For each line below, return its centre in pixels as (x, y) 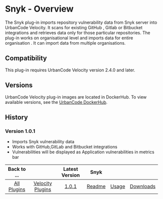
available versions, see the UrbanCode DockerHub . (56, 102)
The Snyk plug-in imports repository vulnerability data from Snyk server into (81, 22)
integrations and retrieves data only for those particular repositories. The (78, 33)
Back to (17, 169)
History (16, 117)
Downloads (143, 186)
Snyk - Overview (39, 9)
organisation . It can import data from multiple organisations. (65, 43)
